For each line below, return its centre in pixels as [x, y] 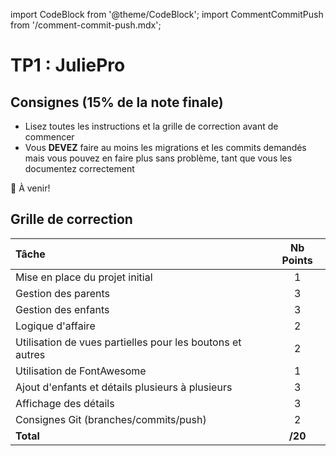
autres [30, 354]
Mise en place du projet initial [84, 277]
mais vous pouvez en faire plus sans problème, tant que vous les [158, 158]
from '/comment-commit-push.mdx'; [86, 25]
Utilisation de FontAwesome [81, 371]
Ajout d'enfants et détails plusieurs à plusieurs [124, 387]
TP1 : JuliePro [68, 65]
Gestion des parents [63, 293]
